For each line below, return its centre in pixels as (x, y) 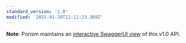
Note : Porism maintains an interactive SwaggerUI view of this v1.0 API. (93, 34)
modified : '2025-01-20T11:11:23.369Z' (55, 17)
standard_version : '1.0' (37, 11)
